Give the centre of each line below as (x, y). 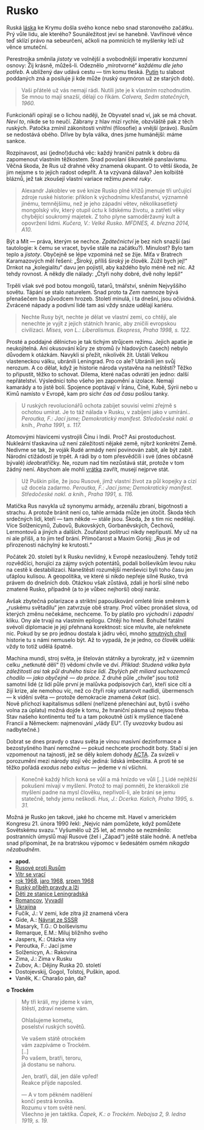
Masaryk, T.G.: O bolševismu (51, 926)
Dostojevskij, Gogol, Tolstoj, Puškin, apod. (68, 971)
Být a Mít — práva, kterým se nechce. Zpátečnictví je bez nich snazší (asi (98, 241)
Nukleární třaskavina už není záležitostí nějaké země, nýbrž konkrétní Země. (102, 443)
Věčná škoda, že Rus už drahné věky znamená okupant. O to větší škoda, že (102, 166)
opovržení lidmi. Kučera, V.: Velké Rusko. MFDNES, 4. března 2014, (105, 223)
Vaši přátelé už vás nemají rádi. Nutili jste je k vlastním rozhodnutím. (106, 90)
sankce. (16, 140)
